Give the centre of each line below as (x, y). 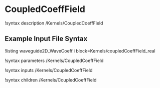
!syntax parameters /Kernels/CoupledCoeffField (54, 60)
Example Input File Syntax (46, 39)
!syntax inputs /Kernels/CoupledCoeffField (49, 70)
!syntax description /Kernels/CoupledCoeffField (54, 23)
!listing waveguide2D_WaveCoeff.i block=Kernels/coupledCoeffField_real (80, 50)
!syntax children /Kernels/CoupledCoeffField (51, 80)
